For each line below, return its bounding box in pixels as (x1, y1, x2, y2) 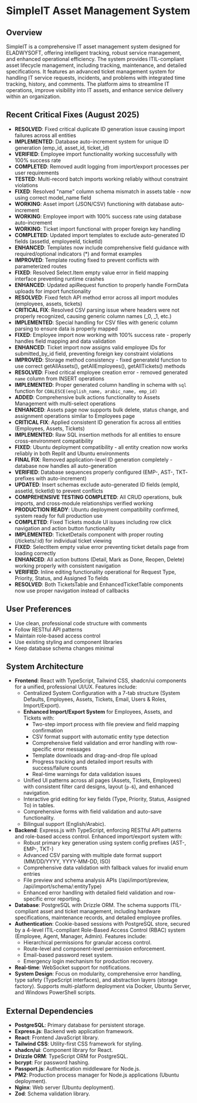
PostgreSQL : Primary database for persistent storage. (14, 1021, 145, 1028)
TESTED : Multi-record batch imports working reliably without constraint (14, 175, 188, 183)
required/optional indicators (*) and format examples (14, 250, 142, 257)
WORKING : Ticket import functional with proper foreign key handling (14, 225, 181, 232)
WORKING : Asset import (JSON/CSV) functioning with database (14, 200, 170, 207)
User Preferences (6, 604, 72, 614)
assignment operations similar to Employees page (14, 412, 135, 419)
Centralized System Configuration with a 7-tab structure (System (23, 690, 181, 697)
